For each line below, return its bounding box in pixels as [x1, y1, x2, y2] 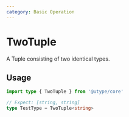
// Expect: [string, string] [6, 99, 80, 106]
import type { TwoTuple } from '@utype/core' [6, 89, 124, 95]
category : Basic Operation [6, 8, 75, 15]
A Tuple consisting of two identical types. [6, 55, 110, 62]
